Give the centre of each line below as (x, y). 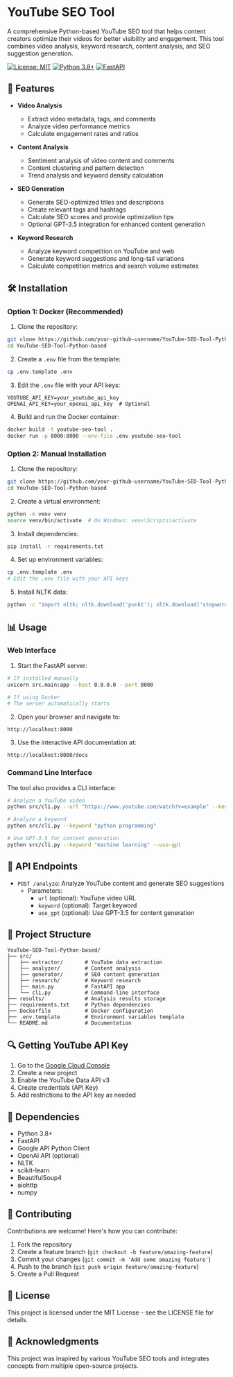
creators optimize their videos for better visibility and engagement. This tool (115, 38)
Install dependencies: (48, 533)
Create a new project (47, 1073)
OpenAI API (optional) (48, 1156)
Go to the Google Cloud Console (63, 1066)
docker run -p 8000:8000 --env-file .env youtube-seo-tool (94, 436)
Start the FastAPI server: (52, 665)
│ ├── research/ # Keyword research (74, 981)
